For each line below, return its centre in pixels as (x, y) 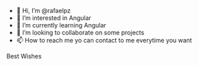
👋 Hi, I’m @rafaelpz (44, 11)
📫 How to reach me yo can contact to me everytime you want (104, 40)
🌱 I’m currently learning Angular (61, 25)
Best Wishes (24, 56)
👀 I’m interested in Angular (54, 18)
